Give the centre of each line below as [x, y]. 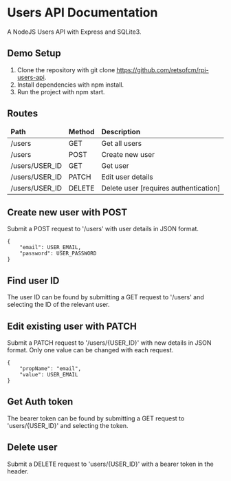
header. [18, 471]
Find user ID [33, 280]
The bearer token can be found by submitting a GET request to [96, 418]
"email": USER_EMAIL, [50, 248]
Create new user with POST [67, 212]
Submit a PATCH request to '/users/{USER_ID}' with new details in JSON [109, 343]
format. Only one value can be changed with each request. [90, 350]
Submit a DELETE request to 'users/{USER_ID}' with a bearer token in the [111, 464]
